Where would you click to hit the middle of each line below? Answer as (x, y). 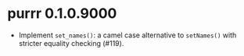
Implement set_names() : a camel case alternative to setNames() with (127, 35)
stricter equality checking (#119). (71, 43)
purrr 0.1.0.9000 (62, 14)
